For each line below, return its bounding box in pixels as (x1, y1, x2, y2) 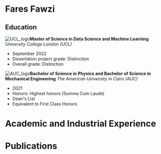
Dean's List (12, 96, 35, 102)
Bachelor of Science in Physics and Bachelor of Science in (30, 71, 151, 77)
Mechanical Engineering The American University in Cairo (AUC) (5, 76, 138, 81)
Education (5, 23, 37, 31)
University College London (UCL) (5, 41, 72, 47)
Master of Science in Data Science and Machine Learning (29, 36, 149, 42)
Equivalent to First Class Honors (12, 101, 78, 106)
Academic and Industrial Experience (5, 118, 156, 129)
